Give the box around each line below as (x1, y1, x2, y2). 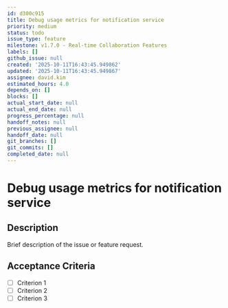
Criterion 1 (16, 278, 47, 287)
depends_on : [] (7, 87, 51, 93)
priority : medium (7, 23, 57, 30)
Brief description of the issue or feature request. (7, 240, 144, 248)
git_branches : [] (7, 138, 57, 145)
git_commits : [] (7, 144, 54, 151)
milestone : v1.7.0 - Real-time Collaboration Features (7, 42, 168, 49)
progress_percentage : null (7, 112, 84, 119)
